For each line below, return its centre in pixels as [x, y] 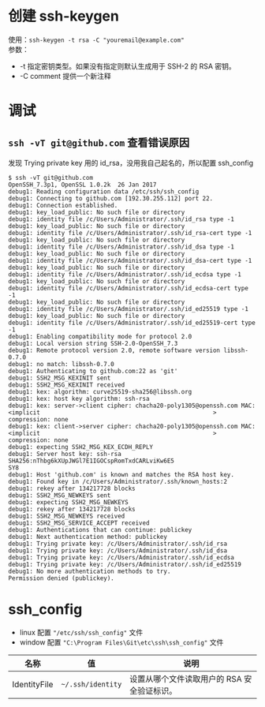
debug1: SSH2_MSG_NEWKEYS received [67, 516]
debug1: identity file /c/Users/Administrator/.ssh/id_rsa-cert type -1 [130, 233]
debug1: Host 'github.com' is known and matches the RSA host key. [121, 474]
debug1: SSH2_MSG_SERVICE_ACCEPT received [79, 523]
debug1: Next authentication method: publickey [88, 537]
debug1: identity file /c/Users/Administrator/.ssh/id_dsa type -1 [121, 247]
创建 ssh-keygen [64, 16]
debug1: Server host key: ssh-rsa [65, 454]
